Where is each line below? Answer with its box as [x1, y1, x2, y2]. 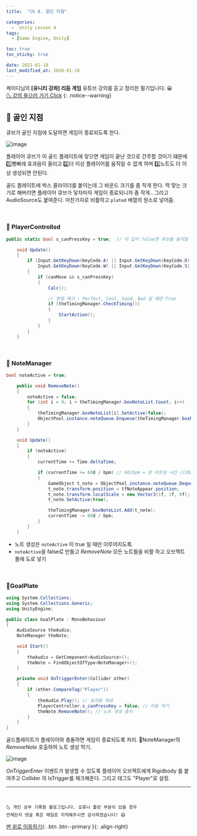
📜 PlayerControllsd [6, 223, 60, 231]
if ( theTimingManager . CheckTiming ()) [47, 301, 141, 307]
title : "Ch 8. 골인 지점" [6, 8, 67, 15]
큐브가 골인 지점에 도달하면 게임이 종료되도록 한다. [6, 129, 121, 136]
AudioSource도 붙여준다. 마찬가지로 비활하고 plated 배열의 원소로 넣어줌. [6, 197, 175, 204]
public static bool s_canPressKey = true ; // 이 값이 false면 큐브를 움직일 [6, 236, 189, 242]
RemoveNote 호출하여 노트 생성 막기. [6, 743, 92, 751]
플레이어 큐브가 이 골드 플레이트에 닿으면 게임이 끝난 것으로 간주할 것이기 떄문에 [6, 153, 188, 160]
